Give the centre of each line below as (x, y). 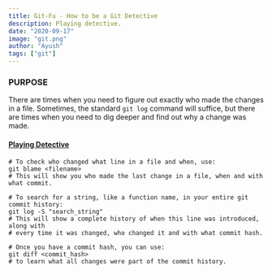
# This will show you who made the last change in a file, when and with (136, 176)
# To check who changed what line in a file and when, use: (112, 162)
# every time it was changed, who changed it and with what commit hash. (136, 233)
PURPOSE (28, 82)
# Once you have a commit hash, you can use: (86, 247)
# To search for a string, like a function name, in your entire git (129, 197)
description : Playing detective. (65, 24)
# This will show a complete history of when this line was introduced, (134, 219)
